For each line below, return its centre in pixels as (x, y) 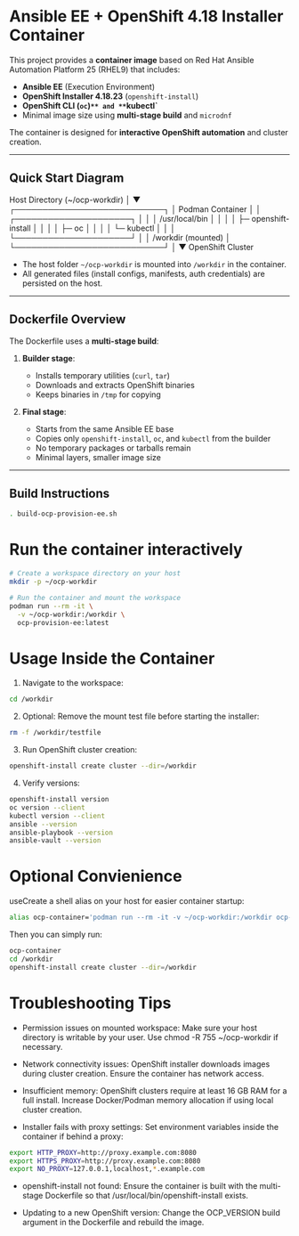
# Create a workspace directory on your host (95, 573)
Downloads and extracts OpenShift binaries (115, 385)
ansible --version (43, 824)
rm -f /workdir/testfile (55, 733)
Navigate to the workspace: (73, 683)
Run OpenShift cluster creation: (80, 750)
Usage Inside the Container (112, 659)
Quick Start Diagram (67, 179)
